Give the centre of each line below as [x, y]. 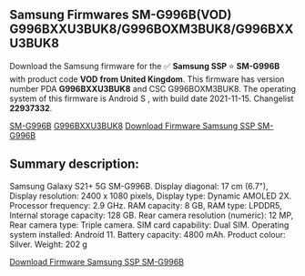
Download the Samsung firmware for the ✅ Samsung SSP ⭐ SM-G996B [145, 66]
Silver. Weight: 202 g [49, 244]
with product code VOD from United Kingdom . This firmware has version [147, 79]
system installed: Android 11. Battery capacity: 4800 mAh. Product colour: [147, 234]
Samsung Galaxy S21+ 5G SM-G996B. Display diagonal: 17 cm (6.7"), [139, 186]
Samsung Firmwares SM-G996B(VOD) [121, 15]
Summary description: [74, 164]
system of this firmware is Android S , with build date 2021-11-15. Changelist [152, 98]
